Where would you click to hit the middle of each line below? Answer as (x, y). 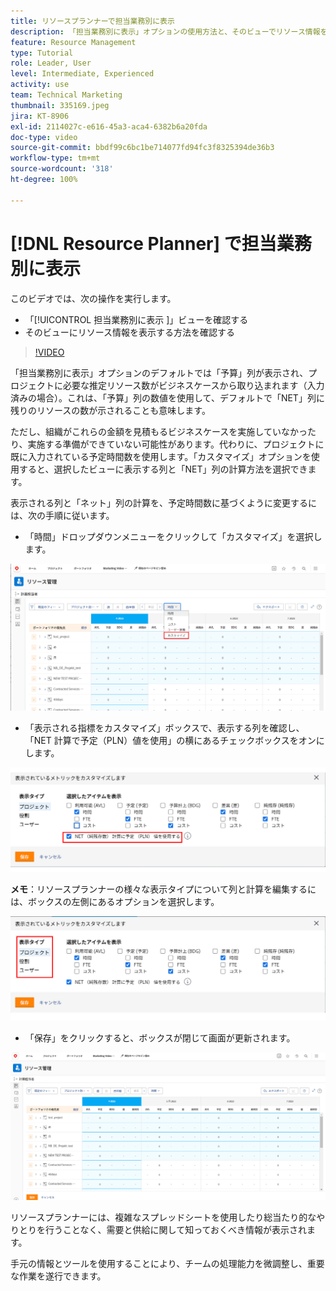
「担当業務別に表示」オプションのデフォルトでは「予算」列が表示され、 (159, 372)
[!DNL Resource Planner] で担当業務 (161, 243)
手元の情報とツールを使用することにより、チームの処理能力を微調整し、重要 (167, 1263)
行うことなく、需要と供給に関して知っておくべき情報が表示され (176, 1229)
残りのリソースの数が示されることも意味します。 (110, 410)
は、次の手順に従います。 (62, 515)
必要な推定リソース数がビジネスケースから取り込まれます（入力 (193, 385)
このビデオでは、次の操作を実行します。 (93, 298)
